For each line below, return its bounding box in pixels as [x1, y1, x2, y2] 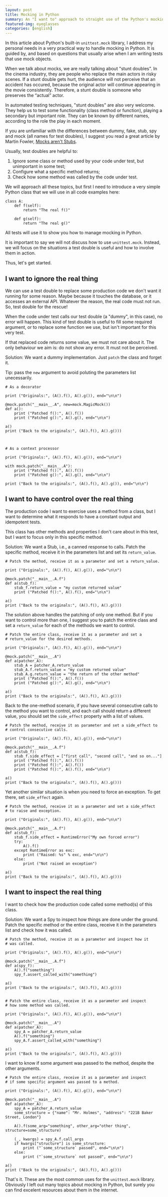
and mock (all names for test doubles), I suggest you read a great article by [5, 133, 160, 139]
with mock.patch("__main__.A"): [5, 464, 72, 469]
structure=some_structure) [5, 1128, 61, 1133]
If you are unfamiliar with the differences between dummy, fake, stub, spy [5, 128, 157, 134]
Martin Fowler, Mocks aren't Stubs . [5, 139, 77, 145]
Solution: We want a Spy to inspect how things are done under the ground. [5, 916, 159, 923]
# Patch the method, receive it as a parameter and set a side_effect [5, 804, 155, 809]
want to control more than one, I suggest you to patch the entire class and [5, 617, 157, 623]
